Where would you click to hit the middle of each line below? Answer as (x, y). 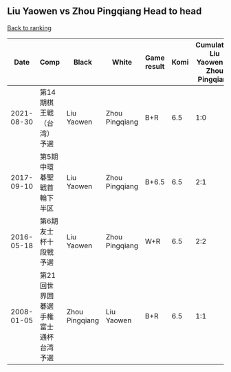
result (155, 66)
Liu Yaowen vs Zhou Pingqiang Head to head (104, 11)
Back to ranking (29, 28)
